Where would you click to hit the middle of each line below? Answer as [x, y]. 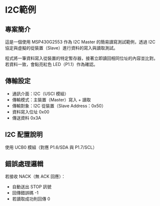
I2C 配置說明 [24, 135]
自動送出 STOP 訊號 [32, 187]
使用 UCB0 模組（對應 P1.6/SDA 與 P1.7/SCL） [51, 147]
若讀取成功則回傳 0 [31, 199]
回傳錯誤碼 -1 [25, 193]
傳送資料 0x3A [26, 118]
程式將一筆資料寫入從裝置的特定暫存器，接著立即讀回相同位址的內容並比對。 [81, 58]
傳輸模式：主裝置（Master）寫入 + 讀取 [51, 99]
